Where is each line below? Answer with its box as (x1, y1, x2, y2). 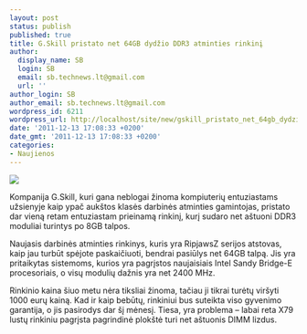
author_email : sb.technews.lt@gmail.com (9, 98, 166, 108)
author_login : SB (9, 89, 76, 99)
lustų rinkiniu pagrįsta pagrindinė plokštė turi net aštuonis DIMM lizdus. (9, 314, 277, 325)
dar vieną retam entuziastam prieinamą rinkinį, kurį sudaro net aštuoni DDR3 (9, 211, 297, 222)
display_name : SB (17, 56, 84, 65)
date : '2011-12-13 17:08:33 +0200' (9, 124, 145, 133)
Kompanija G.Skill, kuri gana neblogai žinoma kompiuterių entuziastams (9, 191, 279, 202)
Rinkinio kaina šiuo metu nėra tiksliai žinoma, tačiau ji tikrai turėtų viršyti (9, 285, 280, 296)
